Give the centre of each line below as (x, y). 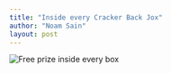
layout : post (34, 34)
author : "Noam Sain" (48, 26)
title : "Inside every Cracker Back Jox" (86, 17)
